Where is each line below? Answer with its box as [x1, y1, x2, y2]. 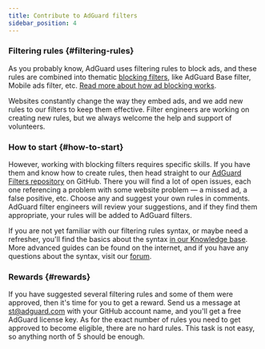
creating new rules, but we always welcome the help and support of [8, 113, 232, 122]
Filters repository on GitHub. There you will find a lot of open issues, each [8, 176, 251, 186]
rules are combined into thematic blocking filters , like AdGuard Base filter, [8, 72, 251, 81]
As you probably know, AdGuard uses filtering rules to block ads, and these [8, 63, 258, 73]
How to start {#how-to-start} [8, 141, 124, 153]
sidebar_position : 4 [8, 19, 78, 27]
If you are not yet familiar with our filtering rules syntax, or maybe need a [8, 226, 248, 236]
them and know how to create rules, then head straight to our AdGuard [8, 169, 242, 178]
